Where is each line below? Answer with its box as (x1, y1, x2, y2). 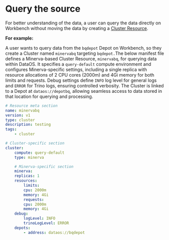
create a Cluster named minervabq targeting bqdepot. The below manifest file (5, 50, 164, 56)
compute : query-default (14, 150, 65, 155)
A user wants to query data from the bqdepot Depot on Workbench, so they (5, 45, 162, 51)
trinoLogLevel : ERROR (23, 221, 70, 226)
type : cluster (5, 117, 36, 122)
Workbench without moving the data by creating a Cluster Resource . (5, 25, 149, 31)
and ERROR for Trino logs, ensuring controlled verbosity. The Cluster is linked (5, 82, 164, 89)
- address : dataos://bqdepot (23, 230, 85, 235)
